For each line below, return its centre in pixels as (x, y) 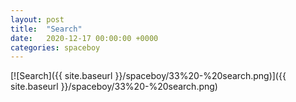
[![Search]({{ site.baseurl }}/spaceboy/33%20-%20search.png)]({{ (148, 76)
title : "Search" (46, 29)
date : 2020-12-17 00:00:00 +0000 (84, 38)
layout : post (37, 19)
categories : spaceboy (55, 47)
